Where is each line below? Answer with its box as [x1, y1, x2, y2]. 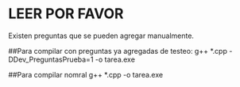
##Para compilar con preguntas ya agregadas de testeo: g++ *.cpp [8, 46, 228, 55]
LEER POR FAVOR [8, 5, 124, 23]
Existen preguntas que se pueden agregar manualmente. [8, 31, 195, 40]
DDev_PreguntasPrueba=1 [8, 55, 94, 64]
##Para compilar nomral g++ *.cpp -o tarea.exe [8, 70, 164, 79]
